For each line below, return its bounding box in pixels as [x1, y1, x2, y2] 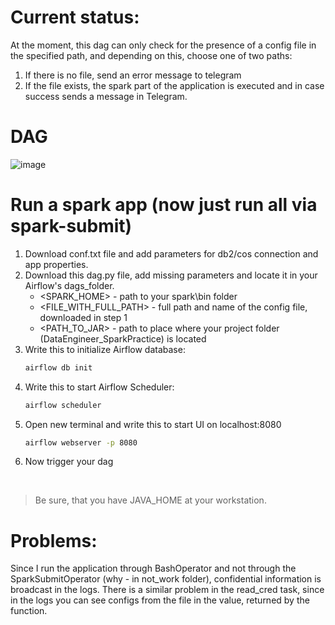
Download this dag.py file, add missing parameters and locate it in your [24, 269, 318, 281]
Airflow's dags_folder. [24, 279, 115, 291]
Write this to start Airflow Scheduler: [24, 381, 175, 393]
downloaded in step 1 [39, 311, 128, 323]
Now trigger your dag [24, 456, 114, 468]
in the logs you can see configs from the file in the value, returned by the [10, 594, 310, 606]
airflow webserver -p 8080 [24, 437, 138, 448]
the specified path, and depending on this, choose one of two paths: [10, 49, 293, 61]
